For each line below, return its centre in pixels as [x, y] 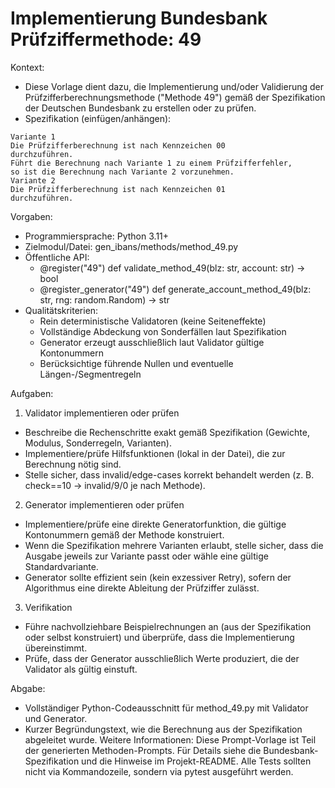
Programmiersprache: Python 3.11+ [97, 236]
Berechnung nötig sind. [73, 464]
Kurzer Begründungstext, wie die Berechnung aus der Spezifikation [163, 729]
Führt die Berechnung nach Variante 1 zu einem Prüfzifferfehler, [151, 163]
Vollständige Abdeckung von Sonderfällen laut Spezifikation [163, 331]
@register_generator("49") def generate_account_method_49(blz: [175, 289]
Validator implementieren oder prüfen [102, 413]
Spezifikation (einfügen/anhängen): [98, 118]
